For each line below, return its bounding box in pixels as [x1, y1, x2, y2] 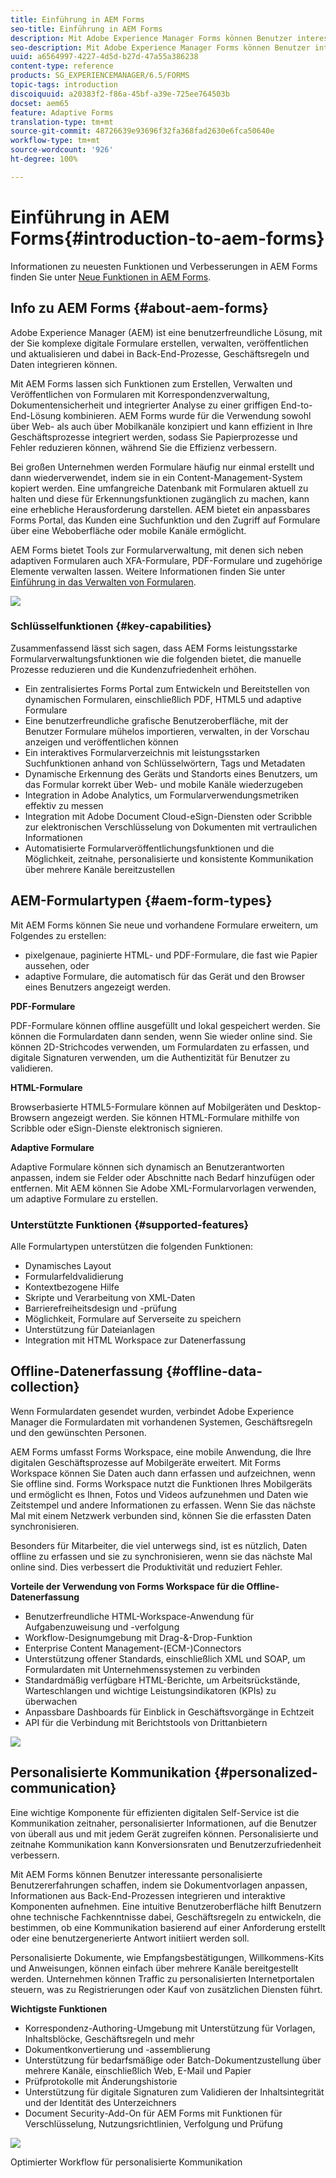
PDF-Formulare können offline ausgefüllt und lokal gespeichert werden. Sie [10, 1019, 321, 1031]
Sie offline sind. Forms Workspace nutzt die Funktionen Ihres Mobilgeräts [10, 1477, 313, 1490]
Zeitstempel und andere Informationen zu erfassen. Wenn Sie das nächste [10, 1499, 316, 1511]
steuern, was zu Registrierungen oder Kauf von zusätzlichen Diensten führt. [10, 1983, 323, 1995]
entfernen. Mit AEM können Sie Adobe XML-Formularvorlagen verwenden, [10, 1182, 317, 1194]
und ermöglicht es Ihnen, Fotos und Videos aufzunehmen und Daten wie [10, 1488, 309, 1500]
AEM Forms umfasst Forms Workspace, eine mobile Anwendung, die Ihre [10, 1446, 312, 1458]
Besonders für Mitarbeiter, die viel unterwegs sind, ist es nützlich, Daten [10, 1539, 308, 1551]
